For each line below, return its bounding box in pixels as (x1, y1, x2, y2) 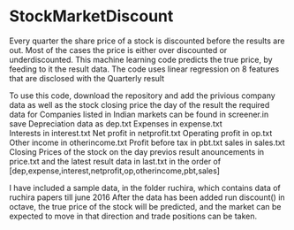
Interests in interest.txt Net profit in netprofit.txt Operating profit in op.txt (9, 127, 273, 138)
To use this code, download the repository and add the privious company (9, 90, 275, 101)
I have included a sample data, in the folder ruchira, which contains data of (9, 182, 281, 193)
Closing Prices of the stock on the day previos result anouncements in (9, 146, 265, 157)
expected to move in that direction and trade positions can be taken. (9, 211, 258, 221)
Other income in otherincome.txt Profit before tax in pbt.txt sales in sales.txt (9, 137, 285, 148)
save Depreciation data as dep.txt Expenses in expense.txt (9, 118, 222, 129)
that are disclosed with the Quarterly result (9, 73, 165, 83)
